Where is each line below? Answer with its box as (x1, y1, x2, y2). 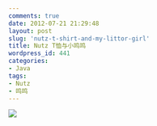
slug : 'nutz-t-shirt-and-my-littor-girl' (8, 34, 151, 43)
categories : (8, 57, 49, 65)
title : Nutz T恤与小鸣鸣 (8, 42, 87, 50)
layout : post (8, 27, 53, 35)
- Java (8, 65, 31, 73)
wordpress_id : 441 (8, 49, 70, 57)
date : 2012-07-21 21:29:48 (8, 19, 100, 27)
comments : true (8, 11, 60, 20)
